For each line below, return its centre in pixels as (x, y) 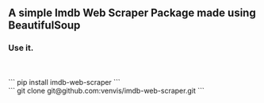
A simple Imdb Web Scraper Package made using (132, 13)
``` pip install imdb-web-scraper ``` (64, 82)
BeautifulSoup (44, 26)
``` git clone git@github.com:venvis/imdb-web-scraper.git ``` (106, 90)
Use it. (21, 48)
